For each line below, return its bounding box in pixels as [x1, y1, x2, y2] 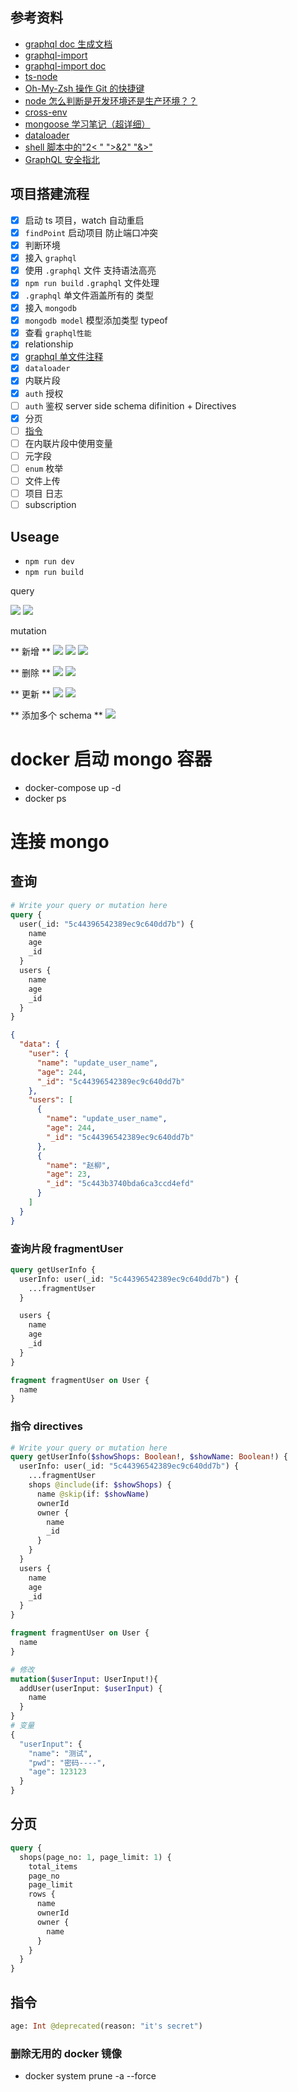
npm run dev [24, 556, 75, 567]
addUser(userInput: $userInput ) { [19, 1683, 163, 1693]
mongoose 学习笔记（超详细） [24, 118, 151, 130]
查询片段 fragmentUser [10, 1241, 124, 1255]
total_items [28, 1861, 78, 1872]
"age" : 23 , [46, 1169, 92, 1180]
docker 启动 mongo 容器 [10, 748, 212, 771]
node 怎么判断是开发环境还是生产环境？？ [24, 94, 198, 107]
